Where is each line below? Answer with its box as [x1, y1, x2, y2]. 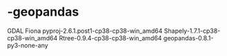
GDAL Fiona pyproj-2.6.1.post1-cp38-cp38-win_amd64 [7, 27, 163, 35]
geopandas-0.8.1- [163, 33, 214, 42]
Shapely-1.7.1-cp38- [164, 27, 221, 35]
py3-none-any [7, 41, 48, 49]
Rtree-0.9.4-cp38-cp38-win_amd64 [59, 33, 162, 42]
